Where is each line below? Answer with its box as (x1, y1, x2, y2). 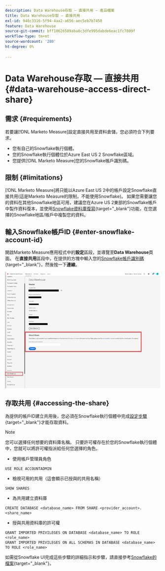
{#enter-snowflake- (72, 228, 134, 236)
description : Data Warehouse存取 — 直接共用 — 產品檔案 (5, 8, 115, 13)
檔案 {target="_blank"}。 (5, 560, 54, 566)
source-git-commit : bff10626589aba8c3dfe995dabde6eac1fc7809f (5, 29, 135, 34)
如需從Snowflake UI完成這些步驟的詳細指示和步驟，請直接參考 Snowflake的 (5, 554, 157, 560)
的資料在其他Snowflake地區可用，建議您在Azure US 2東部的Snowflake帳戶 (5, 200, 157, 206)
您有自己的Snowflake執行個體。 (12, 145, 77, 151)
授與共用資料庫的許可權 (12, 519, 60, 526)
